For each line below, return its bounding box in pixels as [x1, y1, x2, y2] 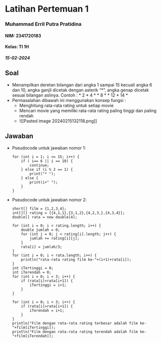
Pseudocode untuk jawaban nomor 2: [12, 196, 87, 202]
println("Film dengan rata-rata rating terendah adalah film [12, 329, 138, 334]
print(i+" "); [29, 180, 58, 185]
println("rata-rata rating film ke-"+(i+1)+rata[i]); [21, 257, 132, 262]
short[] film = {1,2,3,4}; [12, 206, 67, 211]
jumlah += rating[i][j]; [29, 236, 80, 241]
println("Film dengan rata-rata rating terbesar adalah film [12, 321, 138, 326]
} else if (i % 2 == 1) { [21, 167, 73, 172]
